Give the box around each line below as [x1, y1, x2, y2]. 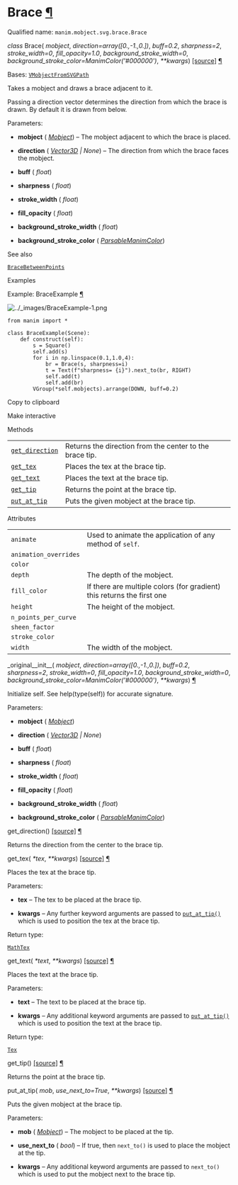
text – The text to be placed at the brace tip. [17, 997, 147, 1006]
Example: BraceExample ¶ [7, 290, 84, 298]
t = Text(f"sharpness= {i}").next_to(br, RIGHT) [45, 366, 192, 374]
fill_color [11, 586, 47, 595]
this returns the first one [86, 590, 167, 600]
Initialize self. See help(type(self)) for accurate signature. [7, 689, 174, 698]
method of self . [86, 539, 140, 549]
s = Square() [33, 341, 72, 349]
